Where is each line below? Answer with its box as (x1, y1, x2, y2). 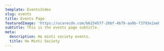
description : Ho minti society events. (9, 34, 91, 39)
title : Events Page (5, 16, 45, 21)
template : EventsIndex (5, 7, 51, 12)
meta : (5, 30, 16, 34)
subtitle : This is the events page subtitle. (5, 25, 99, 30)
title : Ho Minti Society (9, 39, 60, 44)
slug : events (5, 12, 32, 17)
